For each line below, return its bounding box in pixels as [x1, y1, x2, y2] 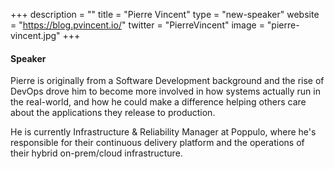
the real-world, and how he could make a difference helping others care [10, 96, 307, 108]
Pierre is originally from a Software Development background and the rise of [10, 75, 325, 87]
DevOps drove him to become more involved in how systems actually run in [10, 85, 321, 98]
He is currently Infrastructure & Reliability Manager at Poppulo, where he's [10, 126, 317, 138]
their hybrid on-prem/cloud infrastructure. [10, 147, 183, 159]
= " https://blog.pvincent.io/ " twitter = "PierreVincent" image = [10, 19, 265, 31]
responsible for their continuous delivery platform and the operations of [10, 137, 305, 149]
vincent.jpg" [10, 30, 61, 41]
